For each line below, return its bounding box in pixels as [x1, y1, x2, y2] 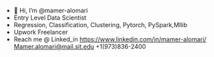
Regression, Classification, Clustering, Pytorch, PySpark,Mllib [13, 21, 187, 28]
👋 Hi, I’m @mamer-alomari [13, 7, 88, 14]
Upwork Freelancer [13, 28, 69, 36]
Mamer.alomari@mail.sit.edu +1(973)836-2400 [13, 43, 146, 50]
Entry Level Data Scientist [13, 14, 87, 22]
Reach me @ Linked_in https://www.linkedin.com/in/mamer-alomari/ [13, 35, 207, 43]
